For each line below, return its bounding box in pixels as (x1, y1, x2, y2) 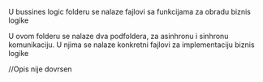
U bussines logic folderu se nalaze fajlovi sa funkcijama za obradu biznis (8, 7, 252, 16)
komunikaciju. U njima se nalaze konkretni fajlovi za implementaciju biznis (8, 40, 255, 50)
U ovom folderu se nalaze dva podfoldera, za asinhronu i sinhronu (8, 32, 229, 41)
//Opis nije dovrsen (8, 64, 72, 74)
